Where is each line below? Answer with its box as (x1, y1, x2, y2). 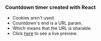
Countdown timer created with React (5, 4, 96, 11)
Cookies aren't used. (12, 15, 55, 21)
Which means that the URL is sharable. (12, 25, 92, 31)
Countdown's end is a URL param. (12, 20, 83, 26)
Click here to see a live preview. (12, 31, 78, 37)
